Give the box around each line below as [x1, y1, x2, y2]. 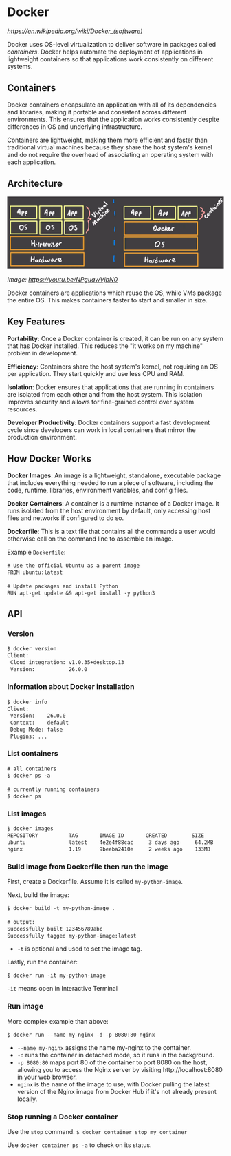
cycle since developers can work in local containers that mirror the [7, 425, 196, 434]
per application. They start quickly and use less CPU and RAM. [7, 369, 185, 378]
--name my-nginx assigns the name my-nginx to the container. [16, 1043, 191, 1051]
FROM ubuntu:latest [7, 569, 63, 576]
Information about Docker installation [7, 682, 135, 692]
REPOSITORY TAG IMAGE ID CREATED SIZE [7, 832, 205, 839]
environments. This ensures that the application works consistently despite [7, 115, 220, 123]
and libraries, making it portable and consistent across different [7, 107, 187, 116]
